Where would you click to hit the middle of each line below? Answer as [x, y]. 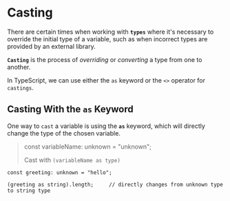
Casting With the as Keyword [71, 109]
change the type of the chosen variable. [64, 133]
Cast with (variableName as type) [72, 160]
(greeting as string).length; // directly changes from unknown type [115, 184]
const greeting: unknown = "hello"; [60, 172]
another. [19, 67]
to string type [29, 191]
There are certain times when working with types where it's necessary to [111, 32]
